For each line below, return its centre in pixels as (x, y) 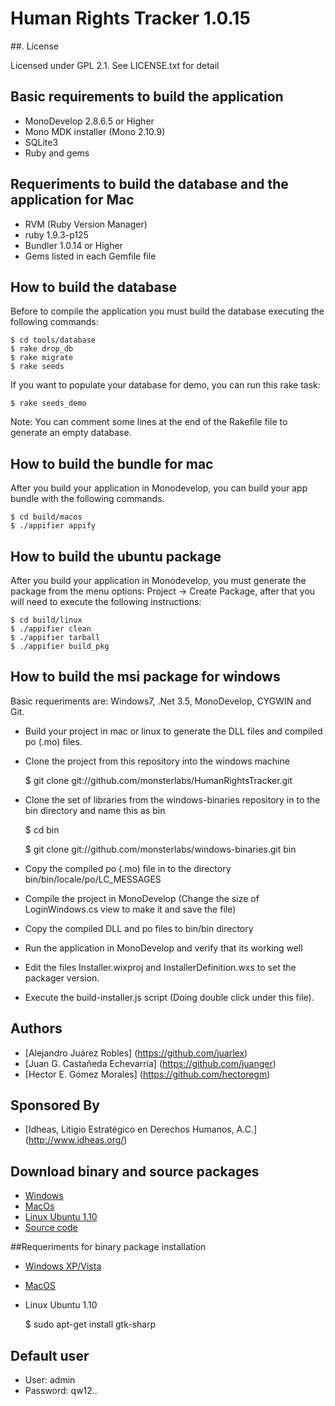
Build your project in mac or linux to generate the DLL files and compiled (173, 731)
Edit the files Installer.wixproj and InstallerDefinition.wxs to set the (160, 967)
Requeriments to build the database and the (149, 184)
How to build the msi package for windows (145, 677)
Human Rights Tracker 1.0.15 (130, 18)
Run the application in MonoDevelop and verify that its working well (163, 948)
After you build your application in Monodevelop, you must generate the (158, 580)
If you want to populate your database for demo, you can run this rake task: (165, 385)
